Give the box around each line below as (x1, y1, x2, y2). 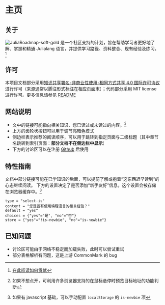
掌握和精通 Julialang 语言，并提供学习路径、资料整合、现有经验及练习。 (13, 46, 159, 52)
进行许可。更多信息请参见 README (5, 92, 76, 98)
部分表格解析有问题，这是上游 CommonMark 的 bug (12, 252, 117, 258)
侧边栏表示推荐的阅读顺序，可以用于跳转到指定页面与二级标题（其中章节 (12, 134, 159, 140)
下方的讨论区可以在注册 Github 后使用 (12, 146, 89, 152)
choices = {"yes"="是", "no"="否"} (5, 213, 77, 218)
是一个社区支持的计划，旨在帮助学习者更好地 (60, 40, 151, 45)
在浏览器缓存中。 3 (5, 188, 42, 194)
